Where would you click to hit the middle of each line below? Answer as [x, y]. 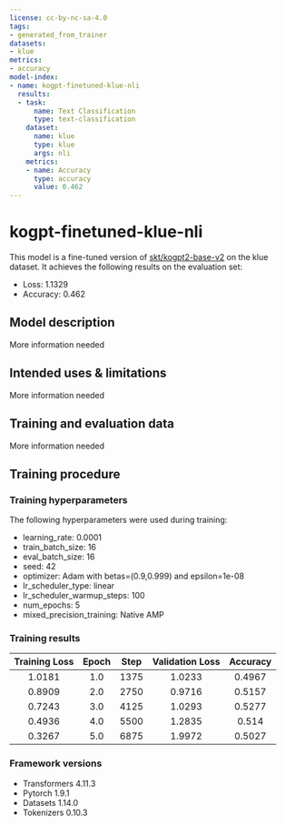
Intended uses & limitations [88, 373]
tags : [20, 26]
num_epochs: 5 [51, 605]
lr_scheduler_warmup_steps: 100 [84, 596]
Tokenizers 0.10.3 [55, 812]
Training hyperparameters [69, 499]
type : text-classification [84, 119]
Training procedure [65, 474]
